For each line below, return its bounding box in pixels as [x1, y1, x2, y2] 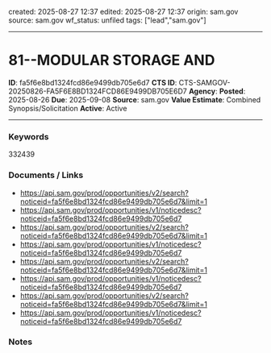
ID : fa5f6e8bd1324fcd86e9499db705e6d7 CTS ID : [8, 77, 177, 87]
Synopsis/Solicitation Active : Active [8, 103, 127, 113]
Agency [188, 86, 216, 96]
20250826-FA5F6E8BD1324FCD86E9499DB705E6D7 [8, 86, 187, 96]
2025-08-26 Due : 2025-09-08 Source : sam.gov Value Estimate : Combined [8, 94, 261, 104]
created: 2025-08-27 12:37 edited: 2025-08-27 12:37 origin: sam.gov [8, 7, 239, 16]
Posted [219, 86, 244, 96]
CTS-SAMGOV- [178, 77, 231, 87]
